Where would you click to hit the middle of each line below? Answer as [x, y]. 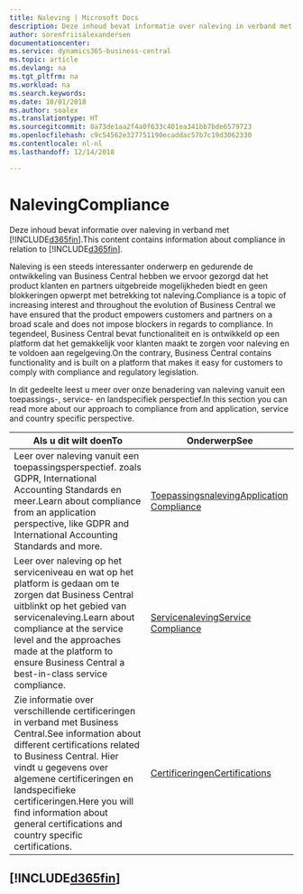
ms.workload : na [40, 85]
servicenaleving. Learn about [74, 617]
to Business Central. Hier [66, 756]
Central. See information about [78, 733]
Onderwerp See [220, 441]
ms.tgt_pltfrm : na [44, 77]
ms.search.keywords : [48, 93]
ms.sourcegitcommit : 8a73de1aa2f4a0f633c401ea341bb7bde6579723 [131, 127]
